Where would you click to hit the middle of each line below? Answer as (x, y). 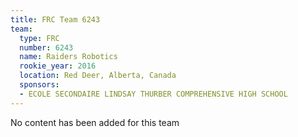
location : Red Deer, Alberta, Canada (98, 76)
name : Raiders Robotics (68, 57)
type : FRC (39, 38)
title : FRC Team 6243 (55, 19)
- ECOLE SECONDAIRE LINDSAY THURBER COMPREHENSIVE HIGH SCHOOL (153, 94)
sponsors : (39, 85)
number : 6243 (46, 47)
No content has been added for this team (95, 122)
